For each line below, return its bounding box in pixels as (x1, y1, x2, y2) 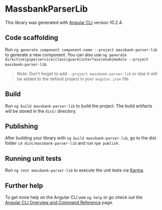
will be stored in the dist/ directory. (5, 108, 77, 114)
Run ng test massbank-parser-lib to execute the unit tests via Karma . (5, 167, 145, 173)
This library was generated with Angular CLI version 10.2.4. (5, 19, 123, 25)
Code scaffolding (5, 34, 58, 42)
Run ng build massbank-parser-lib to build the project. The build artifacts (5, 103, 153, 109)
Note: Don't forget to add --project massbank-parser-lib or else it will (16, 71, 158, 76)
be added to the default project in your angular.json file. (16, 76, 130, 81)
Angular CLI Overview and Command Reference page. (5, 200, 113, 205)
